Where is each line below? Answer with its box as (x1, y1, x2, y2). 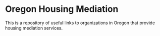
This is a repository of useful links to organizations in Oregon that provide (5, 20, 155, 26)
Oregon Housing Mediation (5, 3, 119, 15)
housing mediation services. (5, 25, 63, 31)
